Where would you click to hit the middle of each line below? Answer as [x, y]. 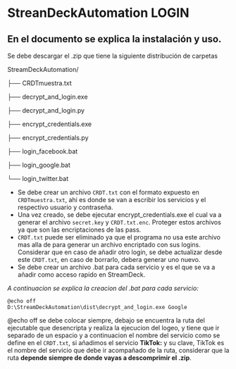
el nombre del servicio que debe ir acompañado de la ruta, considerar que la [118, 350]
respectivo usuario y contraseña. [65, 207]
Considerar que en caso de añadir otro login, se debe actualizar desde [120, 252]
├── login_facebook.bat [43, 151]
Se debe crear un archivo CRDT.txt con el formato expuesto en [108, 192]
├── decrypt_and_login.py [46, 110]
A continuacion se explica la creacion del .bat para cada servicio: [103, 288]
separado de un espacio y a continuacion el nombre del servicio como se [114, 335]
